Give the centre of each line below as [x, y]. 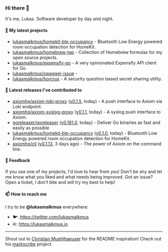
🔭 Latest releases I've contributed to [43, 90]
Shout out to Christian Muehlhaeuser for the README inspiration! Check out [83, 239]
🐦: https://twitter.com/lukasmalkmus [50, 217]
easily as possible [31, 127]
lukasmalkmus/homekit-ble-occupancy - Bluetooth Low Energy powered [87, 41]
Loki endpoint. [27, 106]
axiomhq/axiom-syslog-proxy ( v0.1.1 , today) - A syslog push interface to [86, 111]
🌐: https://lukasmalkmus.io [40, 224]
